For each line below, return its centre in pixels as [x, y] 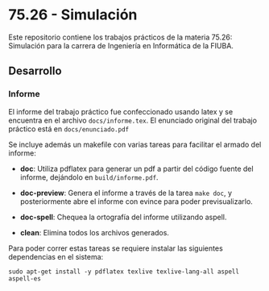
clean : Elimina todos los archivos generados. [94, 232]
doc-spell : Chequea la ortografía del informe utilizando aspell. [123, 217]
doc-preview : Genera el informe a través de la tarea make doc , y [126, 193]
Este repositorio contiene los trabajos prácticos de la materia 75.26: [120, 37]
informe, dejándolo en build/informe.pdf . [89, 177]
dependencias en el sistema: [56, 256]
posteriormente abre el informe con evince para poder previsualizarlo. [137, 201]
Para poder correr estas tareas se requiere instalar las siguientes [116, 248]
